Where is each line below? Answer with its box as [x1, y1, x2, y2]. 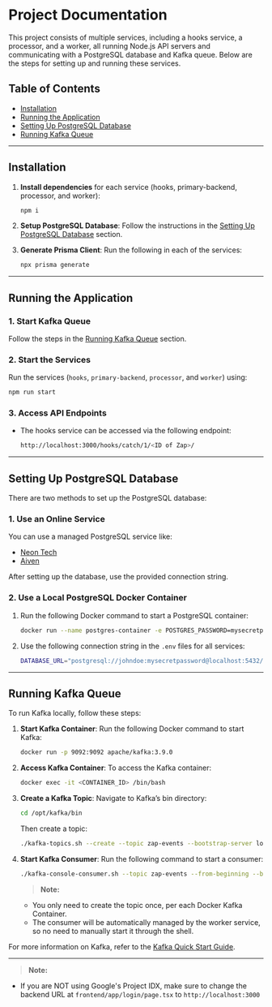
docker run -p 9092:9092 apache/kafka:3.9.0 [19, 748, 173, 756]
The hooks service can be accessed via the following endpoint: [19, 426, 232, 436]
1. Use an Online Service [8, 514, 105, 525]
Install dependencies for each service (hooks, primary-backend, [19, 182, 237, 192]
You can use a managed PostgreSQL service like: [8, 531, 172, 541]
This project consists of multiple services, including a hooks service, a [8, 32, 243, 42]
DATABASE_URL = [19, 656, 68, 665]
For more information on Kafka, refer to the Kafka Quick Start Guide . [8, 941, 236, 951]
